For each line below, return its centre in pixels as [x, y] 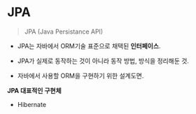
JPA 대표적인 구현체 [34, 90]
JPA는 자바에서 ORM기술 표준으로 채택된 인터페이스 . [89, 45]
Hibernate [32, 104]
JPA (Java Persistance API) [64, 31]
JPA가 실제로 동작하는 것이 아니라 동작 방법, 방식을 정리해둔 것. [103, 61]
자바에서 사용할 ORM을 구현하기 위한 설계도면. [80, 76]
